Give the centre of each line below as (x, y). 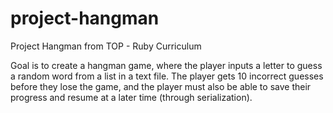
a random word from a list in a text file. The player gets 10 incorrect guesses (167, 76)
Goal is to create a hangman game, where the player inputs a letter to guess (166, 65)
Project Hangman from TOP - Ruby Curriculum (106, 46)
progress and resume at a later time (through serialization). (131, 97)
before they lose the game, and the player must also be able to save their (161, 86)
